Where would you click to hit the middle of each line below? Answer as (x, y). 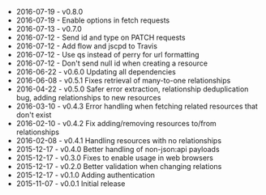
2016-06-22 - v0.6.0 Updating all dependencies (96, 72)
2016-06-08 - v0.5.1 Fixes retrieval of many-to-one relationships (123, 81)
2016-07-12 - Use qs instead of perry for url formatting (108, 55)
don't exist (34, 115)
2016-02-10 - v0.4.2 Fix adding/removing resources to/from (116, 123)
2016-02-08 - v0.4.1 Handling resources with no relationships (118, 140)
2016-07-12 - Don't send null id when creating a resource (112, 63)
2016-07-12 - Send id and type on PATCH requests (101, 37)
